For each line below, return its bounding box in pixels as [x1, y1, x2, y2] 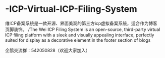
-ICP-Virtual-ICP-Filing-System [5, 3, 137, 15]
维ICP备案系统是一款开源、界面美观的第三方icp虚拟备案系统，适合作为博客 [5, 20, 158, 26]
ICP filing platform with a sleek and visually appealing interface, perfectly [5, 32, 155, 38]
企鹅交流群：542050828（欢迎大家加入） [5, 47, 90, 53]
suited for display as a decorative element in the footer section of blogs [5, 37, 151, 43]
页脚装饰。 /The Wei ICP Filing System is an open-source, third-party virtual [5, 26, 160, 32]
